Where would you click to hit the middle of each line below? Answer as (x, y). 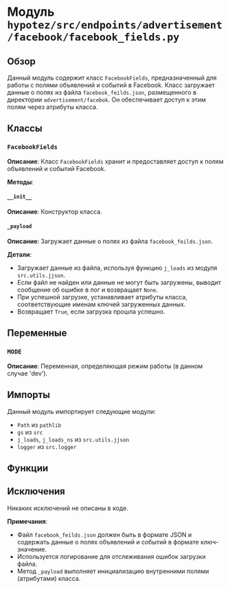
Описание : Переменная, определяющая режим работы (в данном (105, 366)
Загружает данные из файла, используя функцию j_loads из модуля (117, 268)
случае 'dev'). (27, 373)
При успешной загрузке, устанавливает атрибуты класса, (102, 297)
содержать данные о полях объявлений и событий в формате (108, 542)
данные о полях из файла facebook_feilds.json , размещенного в (102, 92)
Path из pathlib (39, 425)
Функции (28, 468)
